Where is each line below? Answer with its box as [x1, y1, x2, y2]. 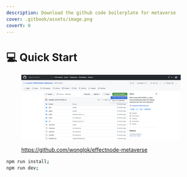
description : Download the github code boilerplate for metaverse [6, 10, 176, 16]
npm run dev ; [6, 165, 39, 172]
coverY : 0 [6, 22, 31, 28]
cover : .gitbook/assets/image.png [6, 16, 93, 22]
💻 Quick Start [6, 50, 78, 64]
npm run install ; [6, 159, 50, 165]
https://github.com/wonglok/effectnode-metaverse [21, 146, 148, 153]
